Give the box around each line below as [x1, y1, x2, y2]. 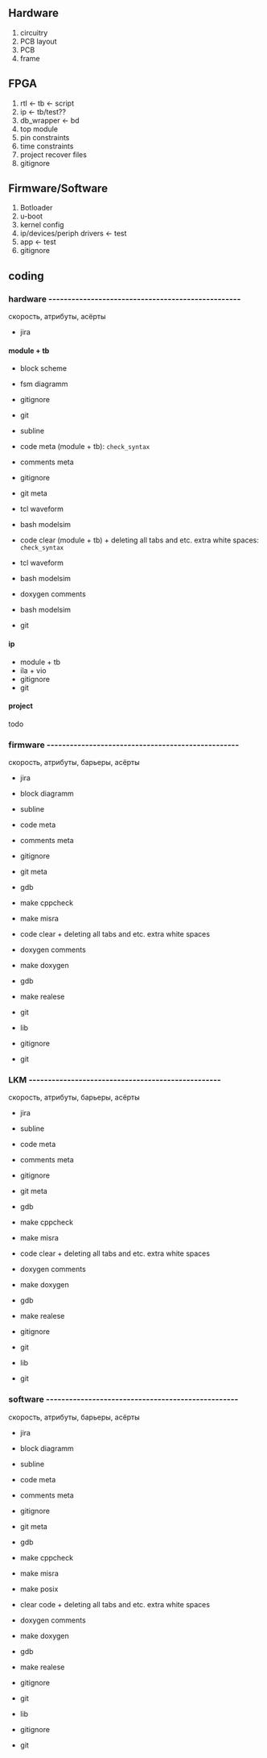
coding [8, 269, 44, 283]
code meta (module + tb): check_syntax [19, 442, 150, 451]
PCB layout [19, 36, 57, 46]
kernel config [19, 220, 64, 230]
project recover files [19, 149, 87, 160]
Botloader [19, 203, 53, 213]
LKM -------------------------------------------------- [8, 1074, 221, 1085]
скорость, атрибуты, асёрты [8, 312, 106, 322]
